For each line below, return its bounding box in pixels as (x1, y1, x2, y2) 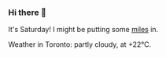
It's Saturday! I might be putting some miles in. (8, 25, 159, 34)
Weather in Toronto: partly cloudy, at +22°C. (8, 40, 152, 49)
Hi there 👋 (8, 7, 47, 18)
